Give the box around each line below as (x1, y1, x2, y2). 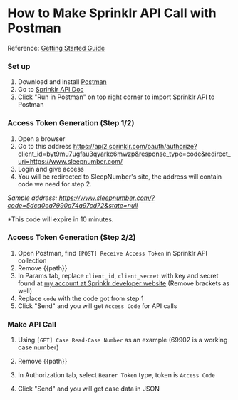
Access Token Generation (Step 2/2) (7, 233, 136, 243)
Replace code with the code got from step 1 (17, 294, 144, 302)
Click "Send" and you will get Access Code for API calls (17, 301, 177, 310)
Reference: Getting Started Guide (7, 43, 105, 52)
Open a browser (17, 134, 66, 143)
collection (17, 256, 47, 265)
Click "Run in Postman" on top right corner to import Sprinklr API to (17, 93, 215, 101)
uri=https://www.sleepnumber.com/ (17, 157, 123, 165)
